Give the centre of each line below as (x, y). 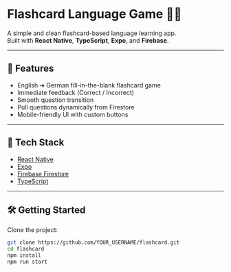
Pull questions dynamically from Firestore (76, 107)
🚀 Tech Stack (36, 143)
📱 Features (31, 69)
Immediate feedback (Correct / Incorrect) (76, 92)
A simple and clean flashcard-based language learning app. (92, 33)
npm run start (27, 262)
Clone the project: (33, 230)
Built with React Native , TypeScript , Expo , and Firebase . (88, 40)
